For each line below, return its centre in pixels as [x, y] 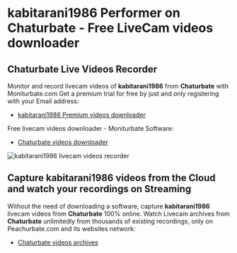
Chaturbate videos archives [58, 242]
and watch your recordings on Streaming [99, 189]
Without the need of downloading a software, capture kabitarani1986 [109, 206]
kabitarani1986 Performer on [94, 13]
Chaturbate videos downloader [63, 142]
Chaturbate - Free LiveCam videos [110, 28]
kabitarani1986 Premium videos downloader [82, 115]
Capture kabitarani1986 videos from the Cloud [111, 178]
